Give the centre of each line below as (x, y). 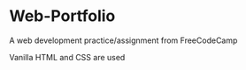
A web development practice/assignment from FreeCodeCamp (123, 40)
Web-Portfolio (62, 16)
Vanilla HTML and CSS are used (67, 57)
